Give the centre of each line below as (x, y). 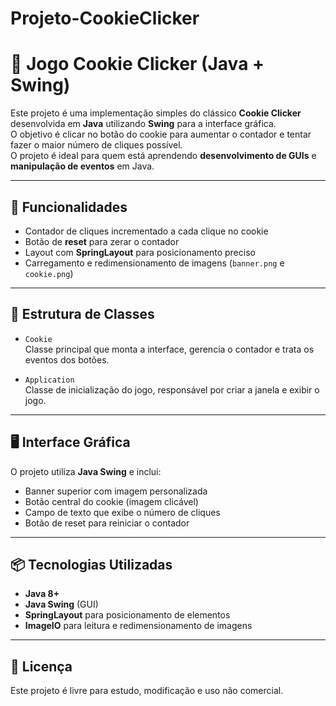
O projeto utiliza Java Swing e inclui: (86, 471)
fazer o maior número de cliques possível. (96, 145)
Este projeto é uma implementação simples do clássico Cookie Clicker (156, 113)
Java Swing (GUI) (61, 604)
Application (49, 380)
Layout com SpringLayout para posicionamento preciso (140, 252)
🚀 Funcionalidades (69, 207)
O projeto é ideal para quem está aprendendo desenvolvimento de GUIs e (163, 156)
